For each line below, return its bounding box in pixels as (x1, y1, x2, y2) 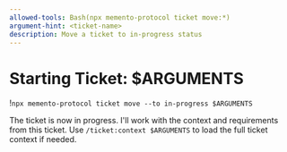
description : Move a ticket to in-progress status (9, 30, 203, 38)
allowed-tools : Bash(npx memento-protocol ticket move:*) (9, 13, 230, 22)
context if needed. (9, 134, 77, 145)
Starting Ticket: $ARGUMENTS (9, 68, 244, 89)
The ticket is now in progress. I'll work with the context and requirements (9, 115, 279, 126)
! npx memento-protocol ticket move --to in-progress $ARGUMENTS (9, 97, 253, 108)
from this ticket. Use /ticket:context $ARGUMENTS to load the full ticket (9, 124, 268, 135)
